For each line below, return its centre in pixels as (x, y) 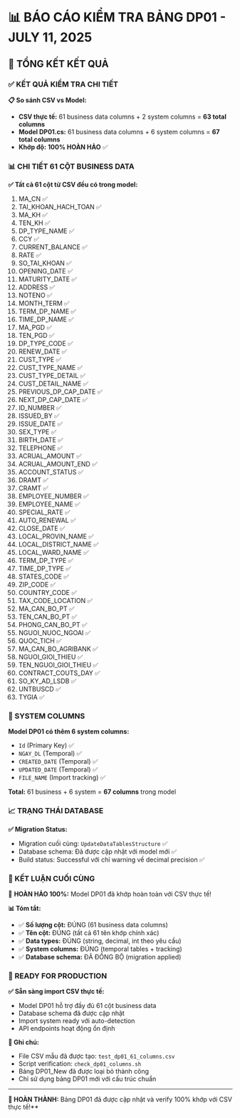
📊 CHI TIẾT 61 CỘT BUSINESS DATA (71, 166)
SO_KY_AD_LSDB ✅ (47, 681)
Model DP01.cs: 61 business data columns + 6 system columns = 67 (119, 131)
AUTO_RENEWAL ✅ (47, 520)
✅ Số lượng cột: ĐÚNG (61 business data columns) (93, 925)
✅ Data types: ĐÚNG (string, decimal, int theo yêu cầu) (100, 941)
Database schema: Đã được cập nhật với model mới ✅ (98, 852)
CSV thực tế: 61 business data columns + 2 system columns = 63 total (122, 116)
